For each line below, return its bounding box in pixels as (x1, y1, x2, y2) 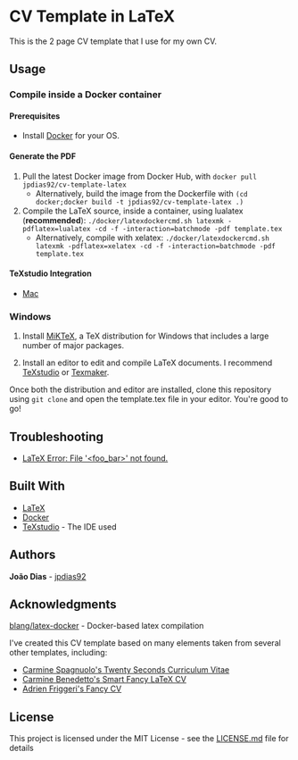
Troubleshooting (9, 429, 104, 444)
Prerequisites (9, 110, 61, 121)
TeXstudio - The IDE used (21, 521, 118, 532)
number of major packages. (21, 340, 125, 351)
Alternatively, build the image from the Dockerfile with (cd (35, 188, 248, 198)
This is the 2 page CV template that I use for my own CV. (9, 36, 217, 46)
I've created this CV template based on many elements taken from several (9, 638, 281, 648)
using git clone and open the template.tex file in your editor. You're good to (9, 394, 289, 405)
